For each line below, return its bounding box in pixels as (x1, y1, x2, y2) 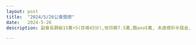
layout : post (6, 8, 39, 15)
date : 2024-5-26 (6, 19, 52, 25)
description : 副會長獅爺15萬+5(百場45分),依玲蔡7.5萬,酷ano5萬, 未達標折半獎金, (6, 25, 191, 31)
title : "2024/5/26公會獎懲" (6, 14, 75, 20)
